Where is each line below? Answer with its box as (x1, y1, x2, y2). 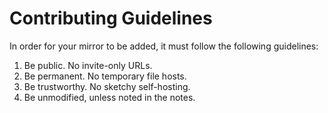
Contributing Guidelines (9, 7, 213, 30)
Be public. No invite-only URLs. (23, 59, 153, 71)
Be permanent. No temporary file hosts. (23, 70, 187, 82)
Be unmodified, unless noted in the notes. (23, 91, 196, 103)
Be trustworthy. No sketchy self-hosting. (23, 80, 191, 92)
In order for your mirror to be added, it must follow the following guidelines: (9, 40, 319, 52)
